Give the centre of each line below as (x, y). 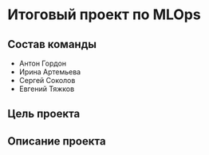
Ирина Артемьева (50, 72)
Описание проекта (57, 141)
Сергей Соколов (47, 80)
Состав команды (52, 44)
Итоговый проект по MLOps (104, 15)
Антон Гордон (43, 63)
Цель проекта (44, 114)
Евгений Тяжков (47, 89)
